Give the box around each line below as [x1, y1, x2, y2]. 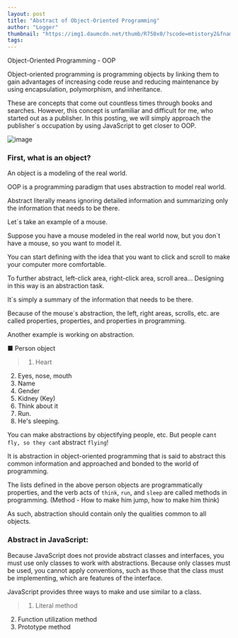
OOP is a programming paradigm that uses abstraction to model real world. [7, 182, 227, 192]
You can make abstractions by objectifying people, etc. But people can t [7, 431, 217, 439]
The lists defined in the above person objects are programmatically [7, 480, 203, 490]
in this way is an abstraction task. [7, 282, 105, 290]
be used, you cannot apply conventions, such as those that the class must [7, 566, 224, 575]
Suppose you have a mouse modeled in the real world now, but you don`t [7, 231, 221, 240]
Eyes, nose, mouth [17, 372, 72, 380]
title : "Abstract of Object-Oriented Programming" [7, 17, 160, 24]
